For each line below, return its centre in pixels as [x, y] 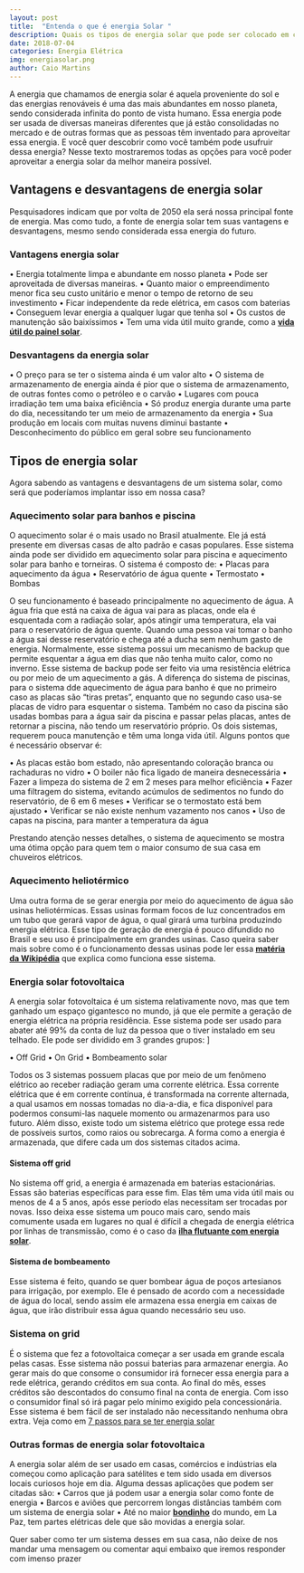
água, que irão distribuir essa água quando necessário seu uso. [128, 1311]
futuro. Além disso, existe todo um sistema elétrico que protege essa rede [147, 1122]
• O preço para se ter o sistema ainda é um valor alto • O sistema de [137, 375]
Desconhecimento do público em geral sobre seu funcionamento [130, 433]
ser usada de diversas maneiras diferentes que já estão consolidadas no [144, 122]
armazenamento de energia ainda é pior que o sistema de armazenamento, [149, 385]
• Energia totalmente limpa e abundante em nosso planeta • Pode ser [139, 273]
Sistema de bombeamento [60, 1261]
